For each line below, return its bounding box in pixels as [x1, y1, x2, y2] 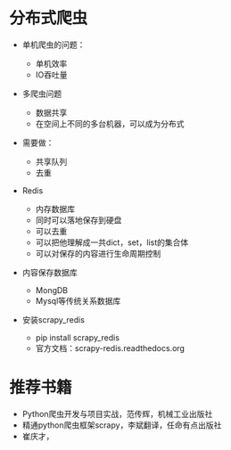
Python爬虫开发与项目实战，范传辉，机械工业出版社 [21, 408, 213, 419]
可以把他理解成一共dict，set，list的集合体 [35, 237, 189, 248]
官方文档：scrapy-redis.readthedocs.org [35, 342, 186, 353]
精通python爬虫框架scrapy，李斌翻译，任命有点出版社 [21, 420, 222, 430]
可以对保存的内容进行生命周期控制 [35, 248, 161, 258]
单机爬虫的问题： [21, 39, 86, 50]
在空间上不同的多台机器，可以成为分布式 [35, 118, 185, 129]
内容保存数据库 [21, 266, 78, 277]
